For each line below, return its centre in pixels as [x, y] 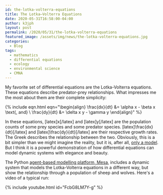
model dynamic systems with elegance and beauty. [57, 152]
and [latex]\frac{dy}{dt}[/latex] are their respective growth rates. [93, 132]
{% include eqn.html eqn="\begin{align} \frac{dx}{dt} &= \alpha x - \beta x [80, 107]
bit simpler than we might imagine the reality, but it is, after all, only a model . [82, 142]
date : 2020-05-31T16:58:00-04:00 [39, 19]
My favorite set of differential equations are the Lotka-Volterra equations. [79, 87]
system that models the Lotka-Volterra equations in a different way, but [77, 167]
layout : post [18, 28]
